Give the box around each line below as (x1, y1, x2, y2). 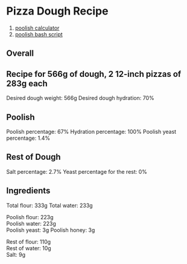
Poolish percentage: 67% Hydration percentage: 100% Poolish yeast (6, 128, 177, 135)
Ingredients (6, 186, 51, 196)
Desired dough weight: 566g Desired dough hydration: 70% (6, 94, 155, 102)
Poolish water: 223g (6, 220, 56, 227)
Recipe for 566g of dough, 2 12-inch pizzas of (6, 68, 182, 79)
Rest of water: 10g (6, 244, 51, 252)
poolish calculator (14, 24, 60, 31)
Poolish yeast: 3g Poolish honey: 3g (6, 226, 95, 234)
